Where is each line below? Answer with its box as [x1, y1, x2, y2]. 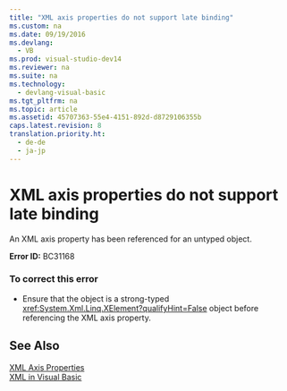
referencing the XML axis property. [21, 312, 152, 323]
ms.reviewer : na [9, 64, 70, 72]
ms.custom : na [9, 21, 63, 30]
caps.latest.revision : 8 [9, 122, 102, 131]
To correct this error [9, 273, 98, 285]
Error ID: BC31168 [9, 251, 75, 261]
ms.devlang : [9, 38, 54, 47]
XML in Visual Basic [9, 371, 82, 382]
